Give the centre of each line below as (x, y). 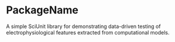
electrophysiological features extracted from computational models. (88, 32)
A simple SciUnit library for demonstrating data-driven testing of (83, 26)
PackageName (42, 10)
